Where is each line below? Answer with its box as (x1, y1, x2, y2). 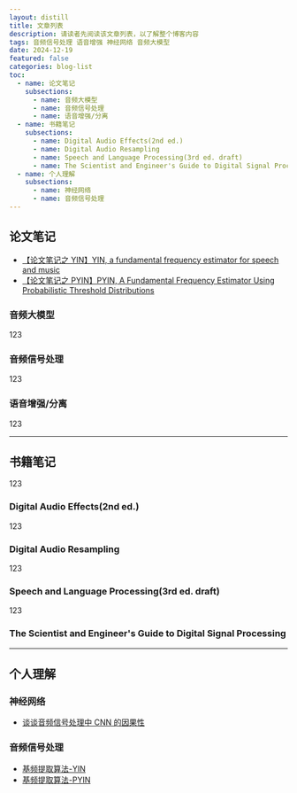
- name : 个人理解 (17, 169, 76, 178)
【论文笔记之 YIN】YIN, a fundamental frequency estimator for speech (21, 254, 279, 265)
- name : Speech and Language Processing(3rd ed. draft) (32, 152, 243, 162)
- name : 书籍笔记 (17, 121, 76, 129)
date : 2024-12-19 (9, 46, 73, 55)
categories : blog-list (9, 63, 93, 72)
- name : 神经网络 (32, 186, 91, 195)
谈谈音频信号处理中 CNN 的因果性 (21, 717, 145, 727)
